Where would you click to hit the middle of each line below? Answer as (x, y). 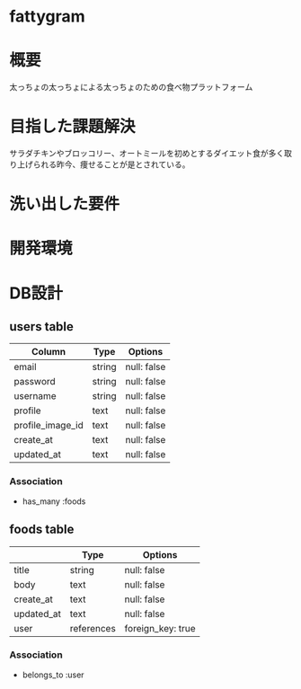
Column (49, 352)
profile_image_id (49, 426)
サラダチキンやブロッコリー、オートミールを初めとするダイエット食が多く (147, 154)
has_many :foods (54, 501)
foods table (42, 530)
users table (42, 327)
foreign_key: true (160, 628)
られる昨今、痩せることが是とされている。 (111, 164)
